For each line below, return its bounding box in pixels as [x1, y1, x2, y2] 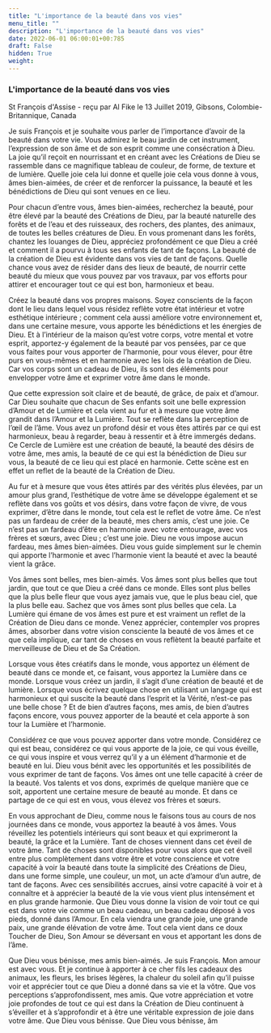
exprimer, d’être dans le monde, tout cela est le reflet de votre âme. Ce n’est [8, 508, 261, 517]
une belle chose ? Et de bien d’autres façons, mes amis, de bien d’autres [8, 702, 249, 712]
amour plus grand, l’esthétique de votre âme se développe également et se [8, 491, 258, 500]
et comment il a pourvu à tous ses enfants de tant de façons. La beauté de [8, 245, 256, 255]
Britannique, [8, 111, 49, 121]
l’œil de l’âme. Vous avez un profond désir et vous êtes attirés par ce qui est [8, 423, 261, 433]
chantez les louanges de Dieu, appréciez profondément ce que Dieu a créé [8, 236, 258, 247]
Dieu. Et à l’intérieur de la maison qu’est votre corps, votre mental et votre [8, 329, 253, 340]
